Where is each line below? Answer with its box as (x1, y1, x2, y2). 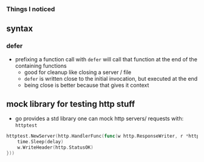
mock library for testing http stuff (6, 99, 135, 109)
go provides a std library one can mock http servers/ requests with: (15, 115, 184, 123)
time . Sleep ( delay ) (17, 139, 64, 145)
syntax (6, 24, 33, 34)
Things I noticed (6, 5, 55, 13)
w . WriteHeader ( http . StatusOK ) (17, 144, 94, 150)
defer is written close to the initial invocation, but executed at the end (24, 75, 198, 82)
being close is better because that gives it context (24, 81, 149, 89)
